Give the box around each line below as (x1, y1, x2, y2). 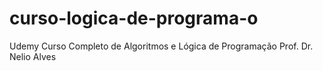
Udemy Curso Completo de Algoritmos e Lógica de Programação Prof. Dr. (9, 40, 314, 52)
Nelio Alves (9, 50, 57, 62)
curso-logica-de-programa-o (9, 7, 259, 30)
